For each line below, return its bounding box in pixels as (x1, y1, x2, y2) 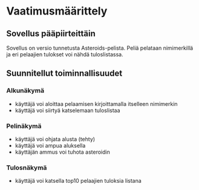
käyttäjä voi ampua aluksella (15, 142, 86, 149)
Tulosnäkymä (6, 163, 47, 172)
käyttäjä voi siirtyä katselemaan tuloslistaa (15, 106, 120, 114)
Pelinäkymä (6, 122, 42, 130)
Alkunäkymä (6, 87, 44, 95)
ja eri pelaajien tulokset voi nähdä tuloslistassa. (6, 51, 123, 58)
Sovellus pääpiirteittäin (6, 28, 96, 39)
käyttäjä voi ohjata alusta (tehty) (15, 135, 96, 143)
